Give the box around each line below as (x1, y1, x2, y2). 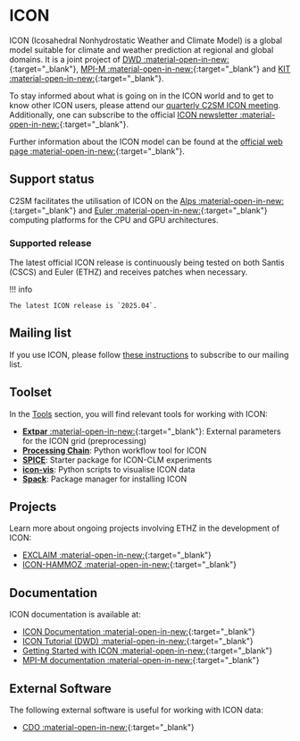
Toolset (9, 385, 52, 400)
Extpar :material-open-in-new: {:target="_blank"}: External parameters (21, 426, 281, 437)
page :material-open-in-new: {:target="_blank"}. (9, 145, 185, 157)
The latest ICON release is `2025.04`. (9, 302, 158, 311)
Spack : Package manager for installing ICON (21, 473, 187, 484)
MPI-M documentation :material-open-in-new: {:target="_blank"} (21, 655, 260, 666)
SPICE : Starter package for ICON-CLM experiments (21, 454, 212, 465)
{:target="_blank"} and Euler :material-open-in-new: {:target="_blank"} (9, 205, 268, 216)
